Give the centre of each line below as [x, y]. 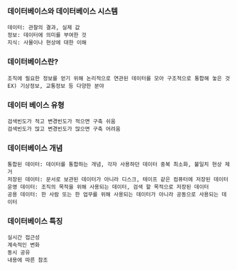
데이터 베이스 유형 [36, 105]
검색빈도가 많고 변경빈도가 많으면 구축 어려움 [64, 129]
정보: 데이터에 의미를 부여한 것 [47, 35]
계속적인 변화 [24, 245]
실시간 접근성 [24, 238]
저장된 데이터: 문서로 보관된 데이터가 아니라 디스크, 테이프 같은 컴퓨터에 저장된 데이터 [118, 180]
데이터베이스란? [33, 62]
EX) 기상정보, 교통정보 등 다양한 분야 [56, 86]
